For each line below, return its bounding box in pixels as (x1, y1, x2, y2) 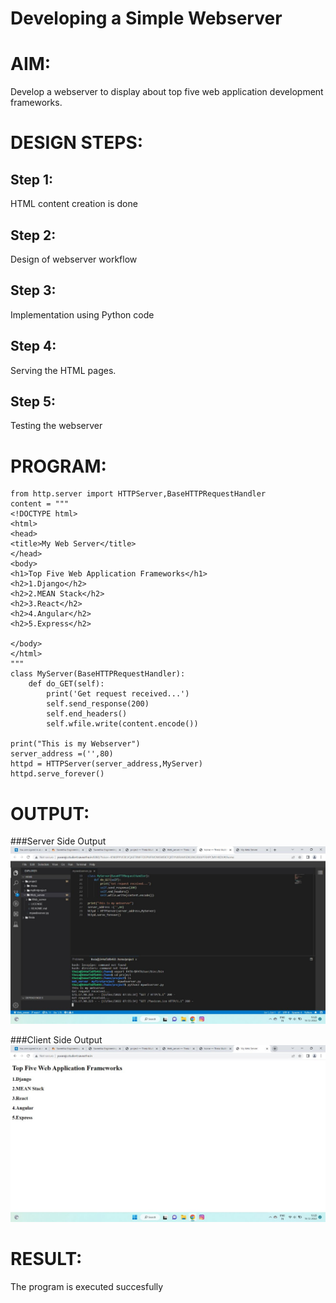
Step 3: (10, 282, 57, 299)
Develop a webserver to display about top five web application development (10, 86, 324, 98)
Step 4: (10, 338, 57, 355)
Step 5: (10, 393, 57, 410)
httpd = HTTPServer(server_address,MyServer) (10, 759, 203, 769)
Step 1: (10, 171, 54, 188)
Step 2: (10, 227, 57, 244)
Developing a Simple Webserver (10, 7, 283, 30)
